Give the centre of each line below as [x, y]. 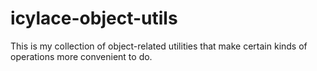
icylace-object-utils [94, 18]
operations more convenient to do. [81, 56]
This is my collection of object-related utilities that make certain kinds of [159, 46]
